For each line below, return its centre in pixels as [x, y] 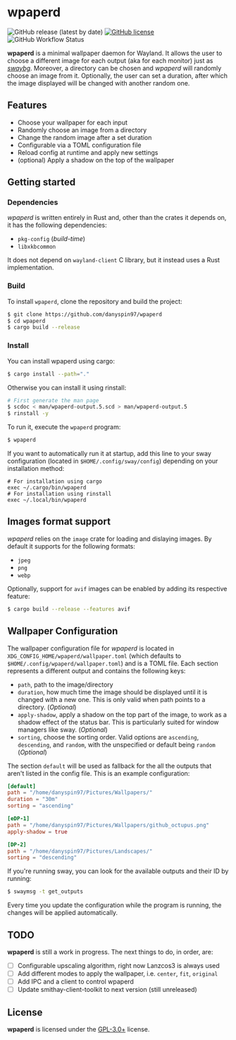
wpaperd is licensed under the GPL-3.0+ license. [79, 1029]
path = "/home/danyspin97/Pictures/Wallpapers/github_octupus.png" [108, 825]
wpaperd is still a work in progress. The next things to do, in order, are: [110, 952]
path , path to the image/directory [66, 684]
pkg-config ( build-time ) [51, 239]
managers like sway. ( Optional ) [62, 730]
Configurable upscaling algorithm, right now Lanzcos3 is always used [118, 965]
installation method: [36, 469]
